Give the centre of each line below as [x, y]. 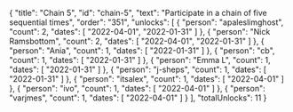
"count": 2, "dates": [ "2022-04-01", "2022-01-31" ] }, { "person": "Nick [140, 32]
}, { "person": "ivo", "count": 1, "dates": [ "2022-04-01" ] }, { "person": [137, 88]
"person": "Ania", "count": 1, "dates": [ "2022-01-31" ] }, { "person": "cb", [142, 51]
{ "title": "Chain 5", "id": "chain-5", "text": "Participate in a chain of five [139, 13]
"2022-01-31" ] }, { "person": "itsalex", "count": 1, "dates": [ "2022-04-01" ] [146, 79]
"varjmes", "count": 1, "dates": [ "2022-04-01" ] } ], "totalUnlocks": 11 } [138, 98]
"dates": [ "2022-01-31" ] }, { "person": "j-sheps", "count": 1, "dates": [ [138, 69]
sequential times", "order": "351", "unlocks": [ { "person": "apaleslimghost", [146, 22]
